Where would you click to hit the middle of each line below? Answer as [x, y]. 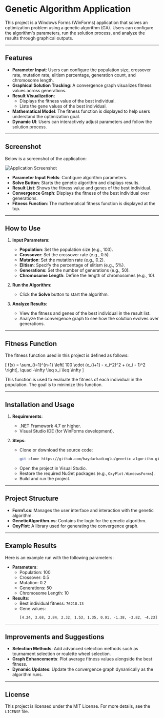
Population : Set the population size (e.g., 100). [66, 249]
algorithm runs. [27, 675]
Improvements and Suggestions [55, 637]
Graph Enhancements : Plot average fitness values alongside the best [82, 659]
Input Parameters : [31, 240]
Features [19, 58]
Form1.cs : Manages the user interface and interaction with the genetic [83, 510]
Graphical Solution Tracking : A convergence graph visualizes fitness [82, 85]
